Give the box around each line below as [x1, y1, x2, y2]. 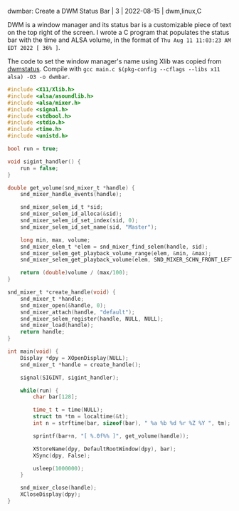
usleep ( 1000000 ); [33, 465, 84, 472]
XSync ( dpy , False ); [33, 452, 91, 459]
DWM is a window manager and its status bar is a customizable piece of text [7, 21, 231, 29]
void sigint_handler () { [7, 158, 81, 165]
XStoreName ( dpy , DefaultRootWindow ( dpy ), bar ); [33, 445, 176, 453]
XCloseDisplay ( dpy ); [20, 491, 81, 498]
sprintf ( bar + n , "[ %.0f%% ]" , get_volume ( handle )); [33, 432, 190, 440]
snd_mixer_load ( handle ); [20, 321, 94, 329]
